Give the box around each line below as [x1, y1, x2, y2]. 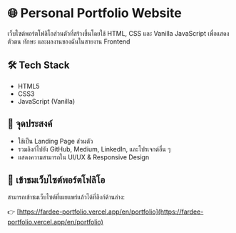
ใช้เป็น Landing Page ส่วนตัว [17, 137, 93, 145]
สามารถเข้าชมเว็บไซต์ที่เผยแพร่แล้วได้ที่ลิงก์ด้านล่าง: [7, 193, 125, 202]
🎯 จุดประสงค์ [7, 118, 53, 130]
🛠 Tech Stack [7, 59, 70, 71]
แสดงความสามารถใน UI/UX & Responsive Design [17, 152, 150, 162]
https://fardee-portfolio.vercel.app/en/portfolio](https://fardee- [19, 207, 204, 216]
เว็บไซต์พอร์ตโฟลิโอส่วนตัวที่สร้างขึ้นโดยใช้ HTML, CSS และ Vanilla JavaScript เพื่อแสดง [7, 29, 230, 37]
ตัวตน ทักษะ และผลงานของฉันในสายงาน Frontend [7, 37, 130, 46]
